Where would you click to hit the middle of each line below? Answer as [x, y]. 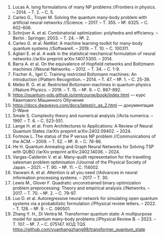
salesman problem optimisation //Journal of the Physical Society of [80, 162]
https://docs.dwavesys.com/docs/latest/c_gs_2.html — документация [83, 105]
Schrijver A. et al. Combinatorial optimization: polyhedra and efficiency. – [85, 33]
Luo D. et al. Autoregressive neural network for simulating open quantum [85, 198]
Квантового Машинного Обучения [48, 100]
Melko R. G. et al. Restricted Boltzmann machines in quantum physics [82, 84]
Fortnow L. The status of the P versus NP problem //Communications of [84, 136]
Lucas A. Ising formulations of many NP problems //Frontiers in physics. [84, 7]
